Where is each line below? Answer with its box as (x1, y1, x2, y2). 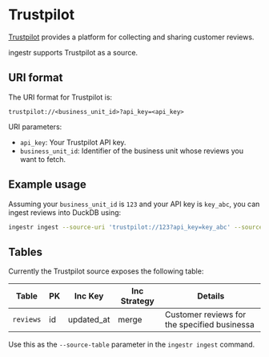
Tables (8, 245, 42, 258)
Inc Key (74, 290, 104, 302)
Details (197, 290, 225, 302)
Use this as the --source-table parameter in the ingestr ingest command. (8, 339, 255, 350)
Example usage (8, 178, 86, 192)
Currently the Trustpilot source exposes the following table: (8, 266, 204, 276)
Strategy (120, 295, 155, 306)
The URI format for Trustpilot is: (8, 92, 113, 102)
